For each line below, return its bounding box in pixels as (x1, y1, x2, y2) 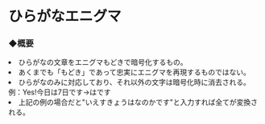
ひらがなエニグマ (8, 7, 122, 26)
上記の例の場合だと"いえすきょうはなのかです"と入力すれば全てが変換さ (19, 98, 259, 107)
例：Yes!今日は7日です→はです (8, 87, 111, 97)
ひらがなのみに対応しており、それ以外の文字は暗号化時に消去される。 (19, 78, 251, 87)
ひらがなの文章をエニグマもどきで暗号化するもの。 (19, 58, 188, 67)
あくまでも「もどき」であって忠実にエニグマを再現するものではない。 (19, 67, 251, 77)
